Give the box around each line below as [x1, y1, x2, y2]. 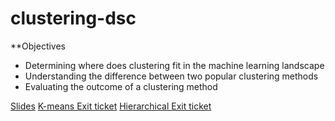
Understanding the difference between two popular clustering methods [24, 70, 319, 82]
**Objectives [10, 40, 67, 52]
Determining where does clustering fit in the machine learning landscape [24, 59, 325, 71]
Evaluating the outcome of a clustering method [24, 80, 218, 92]
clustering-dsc [10, 7, 137, 30]
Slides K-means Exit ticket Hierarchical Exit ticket [10, 100, 212, 112]
